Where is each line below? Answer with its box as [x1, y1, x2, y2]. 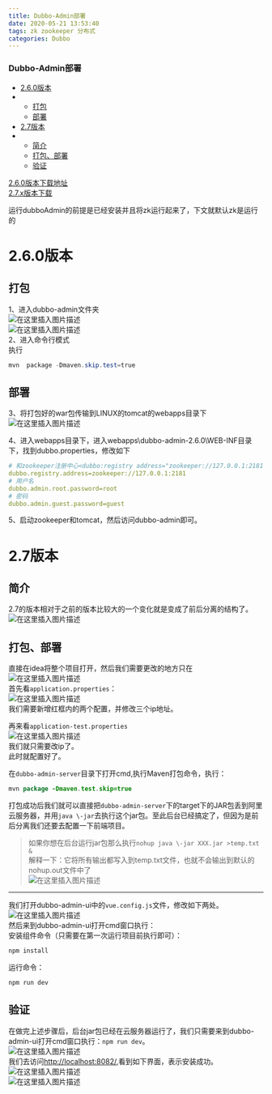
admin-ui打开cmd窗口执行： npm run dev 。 [8, 1036, 150, 1045]
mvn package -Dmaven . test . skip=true [8, 785, 132, 794]
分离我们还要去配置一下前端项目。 [15, 821, 130, 831]
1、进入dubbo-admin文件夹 [8, 304, 100, 314]
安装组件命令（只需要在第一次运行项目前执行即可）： [8, 930, 182, 940]
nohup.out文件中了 [28, 866, 91, 875]
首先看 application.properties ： [8, 683, 117, 693]
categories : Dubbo [8, 34, 70, 43]
